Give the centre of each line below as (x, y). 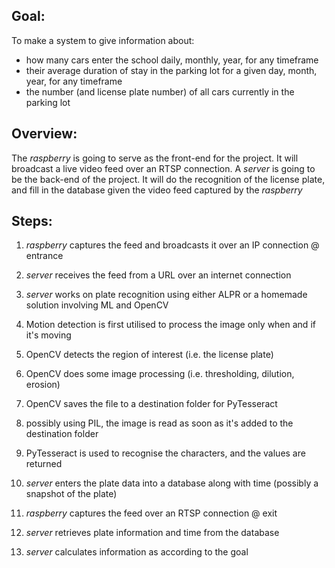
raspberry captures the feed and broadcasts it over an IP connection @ (172, 245)
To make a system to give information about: (103, 40)
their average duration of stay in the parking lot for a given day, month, (171, 70)
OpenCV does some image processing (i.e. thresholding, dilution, (160, 374)
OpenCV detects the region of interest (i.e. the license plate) (149, 355)
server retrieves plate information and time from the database (152, 533)
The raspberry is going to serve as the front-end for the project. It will (155, 158)
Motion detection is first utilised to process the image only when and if (170, 325)
